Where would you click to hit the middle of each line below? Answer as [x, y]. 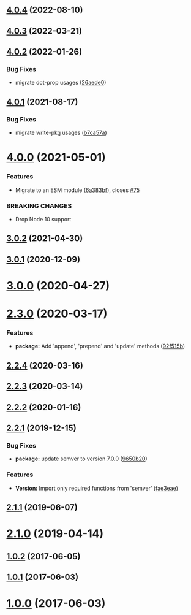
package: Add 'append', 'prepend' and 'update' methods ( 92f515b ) [100, 346]
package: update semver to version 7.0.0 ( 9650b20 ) [81, 459]
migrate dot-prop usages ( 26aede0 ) [61, 83]
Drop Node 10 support [43, 219]
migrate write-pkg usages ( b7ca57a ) [61, 133]
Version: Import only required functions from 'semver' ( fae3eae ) [97, 488]
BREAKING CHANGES [39, 206]
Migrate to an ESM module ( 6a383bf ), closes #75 [77, 190]
